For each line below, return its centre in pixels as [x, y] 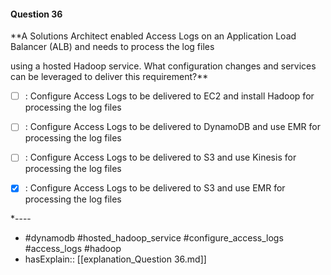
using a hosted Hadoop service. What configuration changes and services [163, 66]
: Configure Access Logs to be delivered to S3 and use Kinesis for [160, 157]
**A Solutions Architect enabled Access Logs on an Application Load [153, 36]
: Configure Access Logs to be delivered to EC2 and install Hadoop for [169, 96]
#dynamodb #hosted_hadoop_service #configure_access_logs [154, 238]
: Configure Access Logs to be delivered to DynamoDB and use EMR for [173, 127]
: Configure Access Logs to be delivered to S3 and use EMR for [155, 188]
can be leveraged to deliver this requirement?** [109, 77]
